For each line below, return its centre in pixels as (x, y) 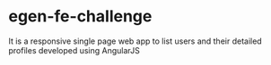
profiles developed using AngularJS (74, 50)
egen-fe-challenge (80, 16)
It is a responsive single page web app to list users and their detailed (135, 41)
